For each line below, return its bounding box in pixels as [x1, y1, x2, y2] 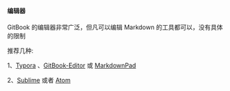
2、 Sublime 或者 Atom [7, 76, 71, 85]
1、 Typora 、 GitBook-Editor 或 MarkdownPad [7, 61, 136, 69]
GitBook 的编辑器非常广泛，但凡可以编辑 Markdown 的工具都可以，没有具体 [7, 23, 223, 31]
